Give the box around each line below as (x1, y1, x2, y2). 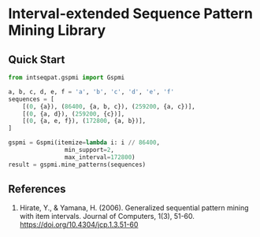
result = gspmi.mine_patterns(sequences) (8, 161, 147, 168)
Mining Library (8, 21, 106, 39)
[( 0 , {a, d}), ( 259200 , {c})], (22, 109, 125, 118)
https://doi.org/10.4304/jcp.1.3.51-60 (19, 220, 139, 229)
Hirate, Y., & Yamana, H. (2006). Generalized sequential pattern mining (19, 203, 250, 213)
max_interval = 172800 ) (64, 153, 136, 161)
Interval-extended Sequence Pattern (8, 5, 254, 23)
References (8, 183, 66, 196)
